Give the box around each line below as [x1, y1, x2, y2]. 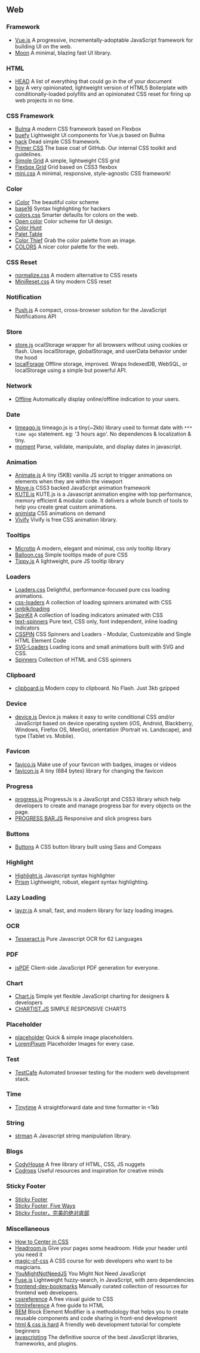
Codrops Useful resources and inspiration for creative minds [14, 1167, 164, 1175]
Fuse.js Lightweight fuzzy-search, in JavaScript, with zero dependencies [14, 1276, 194, 1284]
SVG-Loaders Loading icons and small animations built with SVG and [14, 643, 184, 650]
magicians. [14, 1264, 42, 1270]
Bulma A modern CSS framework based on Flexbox [14, 125, 141, 132]
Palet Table [14, 230, 43, 237]
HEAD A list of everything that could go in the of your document [14, 77, 172, 84]
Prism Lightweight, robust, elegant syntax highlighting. [14, 878, 149, 885]
